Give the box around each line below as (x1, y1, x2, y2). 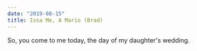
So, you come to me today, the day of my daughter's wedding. (7, 36, 190, 44)
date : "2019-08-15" (7, 10, 65, 17)
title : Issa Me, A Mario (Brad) (7, 17, 103, 24)
